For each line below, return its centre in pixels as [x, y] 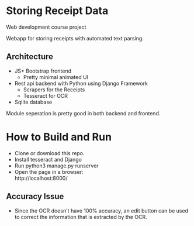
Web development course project [46, 27]
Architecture [30, 57]
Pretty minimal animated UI [56, 77]
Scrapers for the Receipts [54, 90]
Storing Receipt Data [57, 11]
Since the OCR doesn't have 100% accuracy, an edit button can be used [101, 210]
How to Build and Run [59, 137]
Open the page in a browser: [49, 172]
